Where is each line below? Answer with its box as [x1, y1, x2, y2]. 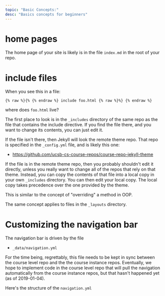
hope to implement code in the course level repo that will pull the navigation [5, 265, 161, 271]
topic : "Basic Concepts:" [5, 7, 59, 12]
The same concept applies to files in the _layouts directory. [5, 201, 127, 207]
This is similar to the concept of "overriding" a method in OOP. [5, 192, 133, 198]
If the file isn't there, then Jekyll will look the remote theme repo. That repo [5, 137, 158, 143]
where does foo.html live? [5, 107, 59, 113]
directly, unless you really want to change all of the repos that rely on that [5, 167, 156, 173]
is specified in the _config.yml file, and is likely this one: [5, 142, 120, 148]
